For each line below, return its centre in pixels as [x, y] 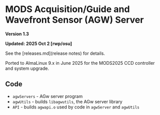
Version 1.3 [17, 34]
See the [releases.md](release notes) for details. [55, 53]
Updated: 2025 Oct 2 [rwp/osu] [39, 43]
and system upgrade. [27, 68]
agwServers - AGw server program [47, 96]
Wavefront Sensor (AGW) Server [74, 20]
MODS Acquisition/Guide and [68, 9]
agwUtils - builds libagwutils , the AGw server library [67, 101]
